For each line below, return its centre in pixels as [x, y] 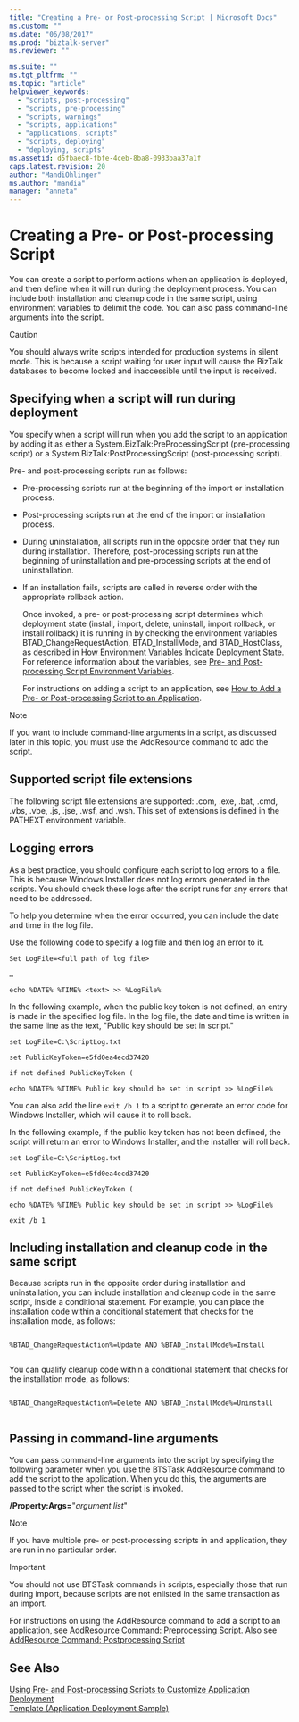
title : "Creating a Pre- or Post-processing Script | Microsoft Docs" [143, 17]
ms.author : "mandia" [48, 183]
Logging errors [51, 848]
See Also [34, 1668]
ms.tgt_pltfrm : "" [43, 75]
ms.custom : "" [36, 26]
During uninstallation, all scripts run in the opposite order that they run [151, 541]
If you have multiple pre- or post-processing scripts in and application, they [148, 1541]
